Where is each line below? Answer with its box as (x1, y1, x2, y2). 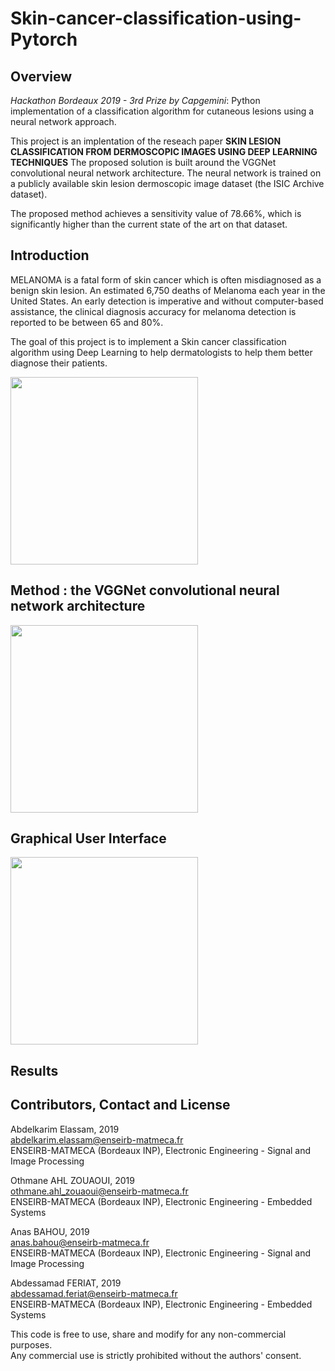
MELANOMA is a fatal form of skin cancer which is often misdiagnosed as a (10, 273, 322, 286)
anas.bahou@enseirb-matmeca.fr (10, 1236, 150, 1248)
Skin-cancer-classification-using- (10, 7, 302, 30)
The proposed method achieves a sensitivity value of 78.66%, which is (10, 208, 302, 219)
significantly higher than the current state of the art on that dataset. (10, 218, 288, 230)
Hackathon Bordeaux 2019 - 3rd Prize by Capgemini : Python (10, 95, 261, 106)
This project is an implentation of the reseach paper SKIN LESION (10, 135, 282, 147)
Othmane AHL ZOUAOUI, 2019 (10, 1174, 135, 1186)
